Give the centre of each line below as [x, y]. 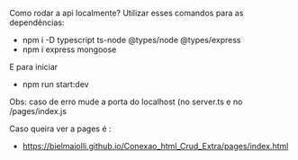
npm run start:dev [55, 84]
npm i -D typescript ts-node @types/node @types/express [131, 40]
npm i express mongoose [69, 49]
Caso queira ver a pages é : [60, 129]
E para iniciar [34, 67]
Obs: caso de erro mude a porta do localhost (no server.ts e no [126, 102]
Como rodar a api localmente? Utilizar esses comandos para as [126, 13]
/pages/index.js [38, 111]
